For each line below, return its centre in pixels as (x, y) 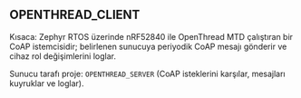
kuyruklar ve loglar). (47, 83)
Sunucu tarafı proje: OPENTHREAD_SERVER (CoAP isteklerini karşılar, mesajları (147, 73)
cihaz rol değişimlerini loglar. (63, 56)
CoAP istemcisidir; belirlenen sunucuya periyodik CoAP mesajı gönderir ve (148, 46)
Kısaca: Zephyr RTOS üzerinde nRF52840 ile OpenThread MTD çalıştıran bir (151, 36)
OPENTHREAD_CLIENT (75, 15)
